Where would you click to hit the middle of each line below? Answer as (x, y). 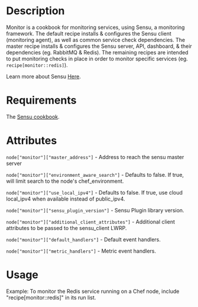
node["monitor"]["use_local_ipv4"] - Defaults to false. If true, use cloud (95, 192)
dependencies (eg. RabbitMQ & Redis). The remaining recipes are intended (97, 52)
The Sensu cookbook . (33, 117)
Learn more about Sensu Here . (44, 76)
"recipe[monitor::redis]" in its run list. (51, 298)
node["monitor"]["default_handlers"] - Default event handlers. (84, 239)
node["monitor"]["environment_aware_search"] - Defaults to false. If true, (95, 174)
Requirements (41, 100)
